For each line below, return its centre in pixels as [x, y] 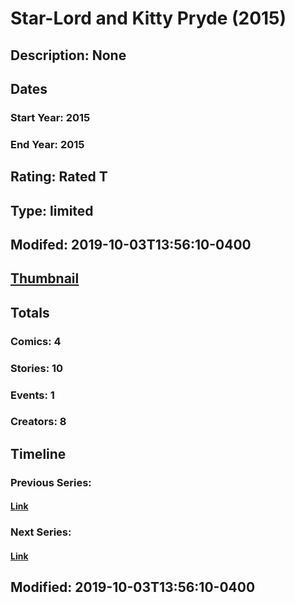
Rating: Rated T [59, 177]
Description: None [68, 55]
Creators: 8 [38, 422]
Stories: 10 [37, 368]
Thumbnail [45, 278]
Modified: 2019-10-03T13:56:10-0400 [133, 587]
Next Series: [41, 532]
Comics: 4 [36, 341]
